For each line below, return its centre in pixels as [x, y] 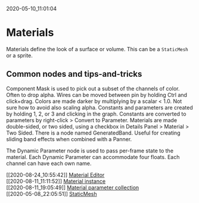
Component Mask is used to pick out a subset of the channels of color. [93, 88]
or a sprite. [19, 55]
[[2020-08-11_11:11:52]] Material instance [56, 181]
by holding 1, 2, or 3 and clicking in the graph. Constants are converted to [96, 114]
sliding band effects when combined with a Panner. [69, 139]
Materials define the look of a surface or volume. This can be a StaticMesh [97, 49]
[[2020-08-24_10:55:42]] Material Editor [55, 174]
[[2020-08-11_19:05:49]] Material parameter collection [73, 188]
